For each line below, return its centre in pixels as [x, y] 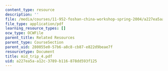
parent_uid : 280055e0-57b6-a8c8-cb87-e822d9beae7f [59, 47]
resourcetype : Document [30, 51]
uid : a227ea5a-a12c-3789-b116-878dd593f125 [51, 61]
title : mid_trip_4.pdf [29, 56]
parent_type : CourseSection [34, 42]
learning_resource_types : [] [35, 28]
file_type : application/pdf [34, 24]
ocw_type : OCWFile [24, 33]
